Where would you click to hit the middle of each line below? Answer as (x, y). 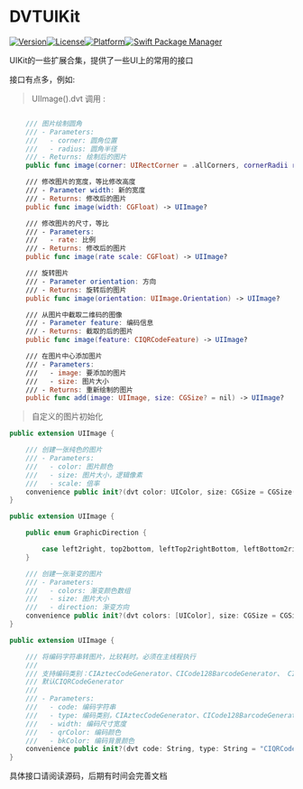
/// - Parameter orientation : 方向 (91, 282)
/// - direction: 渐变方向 (78, 608)
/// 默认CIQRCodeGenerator (75, 682)
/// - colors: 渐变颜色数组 (78, 590)
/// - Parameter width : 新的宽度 (86, 190)
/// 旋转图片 (47, 274)
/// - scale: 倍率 (63, 483)
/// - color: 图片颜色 (69, 467)
